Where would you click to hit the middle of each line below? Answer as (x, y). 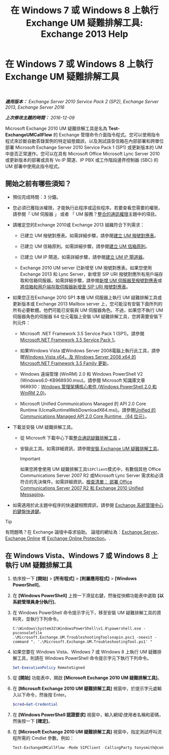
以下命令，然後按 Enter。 (43, 695)
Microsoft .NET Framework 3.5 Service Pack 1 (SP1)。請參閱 (82, 333)
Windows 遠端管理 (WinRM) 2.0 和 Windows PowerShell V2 (81, 374)
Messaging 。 (34, 494)
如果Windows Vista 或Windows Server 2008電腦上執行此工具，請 (88, 350)
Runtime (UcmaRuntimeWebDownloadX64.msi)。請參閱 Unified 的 (88, 410)
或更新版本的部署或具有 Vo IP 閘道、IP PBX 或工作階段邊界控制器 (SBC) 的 (82, 160)
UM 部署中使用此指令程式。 (34, 166)
